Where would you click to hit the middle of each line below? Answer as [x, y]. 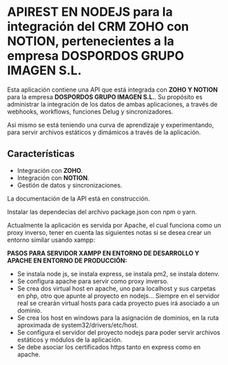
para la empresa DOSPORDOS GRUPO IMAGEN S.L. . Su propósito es [105, 96]
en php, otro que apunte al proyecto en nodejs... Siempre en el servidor [118, 295]
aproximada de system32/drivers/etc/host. [78, 325]
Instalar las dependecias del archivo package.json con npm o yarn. [102, 211]
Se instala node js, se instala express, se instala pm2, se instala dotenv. [118, 273]
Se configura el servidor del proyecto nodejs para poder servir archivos [118, 332]
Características [41, 154]
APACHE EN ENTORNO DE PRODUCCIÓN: [67, 260]
